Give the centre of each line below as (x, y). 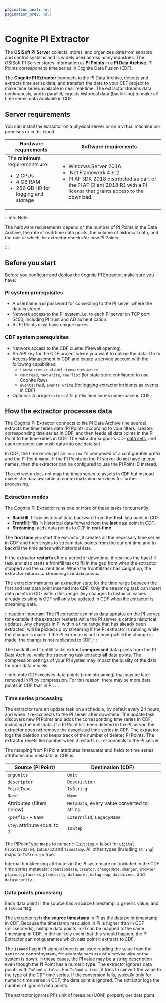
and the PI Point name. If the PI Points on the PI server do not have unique (80, 459)
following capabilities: (34, 364)
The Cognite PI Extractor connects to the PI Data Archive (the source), (77, 423)
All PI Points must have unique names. (51, 325)
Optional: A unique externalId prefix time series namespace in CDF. (82, 395)
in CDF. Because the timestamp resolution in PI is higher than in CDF (75, 923)
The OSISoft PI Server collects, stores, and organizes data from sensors (79, 52)
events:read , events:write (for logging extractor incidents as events (89, 385)
